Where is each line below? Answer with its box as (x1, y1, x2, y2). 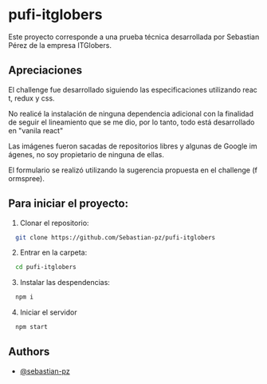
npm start (15, 323, 48, 331)
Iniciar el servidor (19, 307, 77, 317)
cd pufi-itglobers (15, 263, 77, 271)
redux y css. (14, 93, 55, 103)
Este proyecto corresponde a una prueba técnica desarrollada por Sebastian (8, 32, 260, 42)
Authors (8, 345, 50, 358)
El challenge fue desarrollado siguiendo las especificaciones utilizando (8, 85, 241, 94)
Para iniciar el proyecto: (8, 197, 129, 211)
